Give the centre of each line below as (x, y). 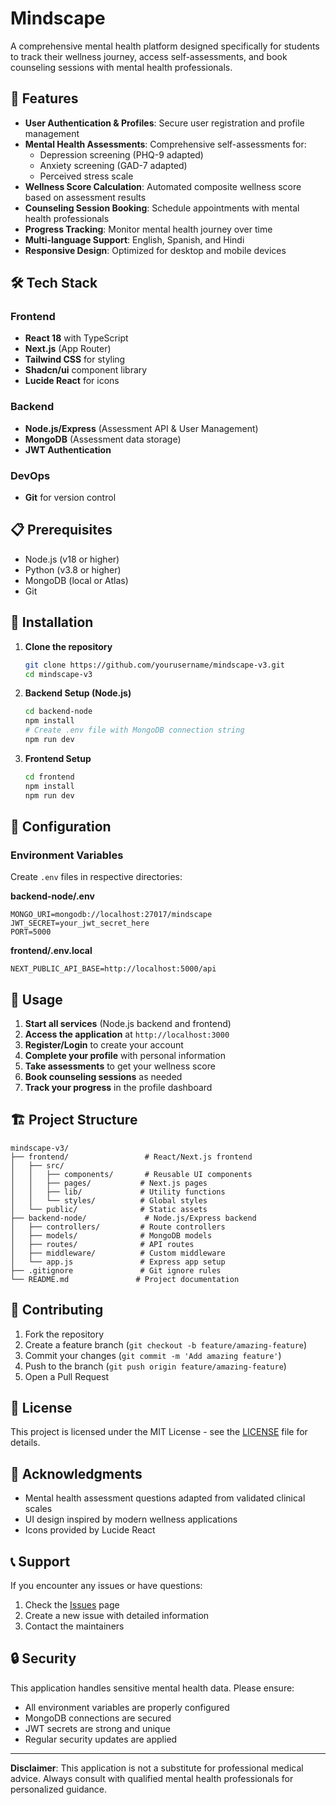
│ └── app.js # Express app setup (118, 1262)
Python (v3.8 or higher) (73, 569)
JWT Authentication (68, 449)
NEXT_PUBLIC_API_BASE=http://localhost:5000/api (113, 969)
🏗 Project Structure (74, 1120)
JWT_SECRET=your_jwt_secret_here (80, 923)
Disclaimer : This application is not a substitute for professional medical (157, 1768)
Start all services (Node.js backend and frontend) (128, 1024)
